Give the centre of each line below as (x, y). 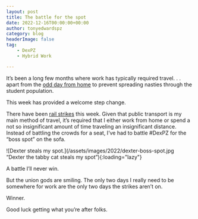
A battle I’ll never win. (33, 168)
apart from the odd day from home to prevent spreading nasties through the (99, 85)
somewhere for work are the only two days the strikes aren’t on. (84, 186)
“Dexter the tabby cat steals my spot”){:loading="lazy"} (74, 157)
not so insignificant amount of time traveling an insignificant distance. (91, 126)
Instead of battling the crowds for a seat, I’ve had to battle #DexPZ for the (96, 133)
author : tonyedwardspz (34, 28)
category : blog (25, 34)
